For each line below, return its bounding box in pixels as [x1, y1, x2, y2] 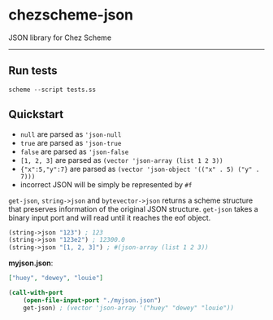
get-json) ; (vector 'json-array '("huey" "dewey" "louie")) [23, 304, 234, 312]
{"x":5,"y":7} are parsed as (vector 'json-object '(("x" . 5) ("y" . [19, 164, 260, 173]
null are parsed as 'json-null [19, 129, 122, 139]
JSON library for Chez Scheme [8, 33, 112, 42]
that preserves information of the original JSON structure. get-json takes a [8, 204, 258, 213]
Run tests [8, 64, 58, 78]
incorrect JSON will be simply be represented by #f [19, 179, 193, 189]
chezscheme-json [8, 6, 134, 24]
